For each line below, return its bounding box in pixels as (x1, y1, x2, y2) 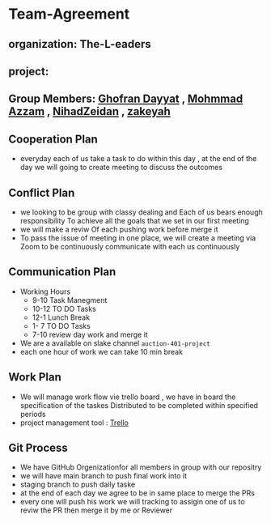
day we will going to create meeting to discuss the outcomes (19, 163, 223, 172)
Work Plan (8, 370, 62, 385)
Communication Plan (8, 265, 116, 279)
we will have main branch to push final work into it (19, 471, 188, 481)
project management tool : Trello (19, 418, 129, 427)
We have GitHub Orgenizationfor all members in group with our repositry (19, 462, 262, 472)
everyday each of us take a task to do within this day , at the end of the (19, 154, 257, 164)
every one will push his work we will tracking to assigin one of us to (19, 497, 245, 507)
